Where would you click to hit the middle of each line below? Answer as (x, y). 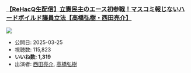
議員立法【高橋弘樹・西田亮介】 (87, 17)
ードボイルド (24, 17)
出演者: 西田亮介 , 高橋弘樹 (46, 64)
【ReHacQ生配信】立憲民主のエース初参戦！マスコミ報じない (93, 9)
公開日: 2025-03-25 (39, 42)
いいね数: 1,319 (33, 57)
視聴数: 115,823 (33, 50)
